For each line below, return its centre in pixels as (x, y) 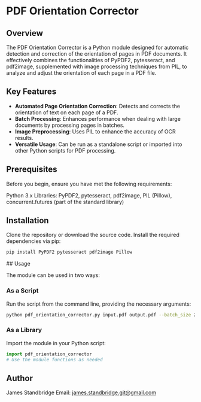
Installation (28, 220)
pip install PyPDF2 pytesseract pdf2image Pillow (69, 252)
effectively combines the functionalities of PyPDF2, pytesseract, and (91, 60)
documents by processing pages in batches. (69, 125)
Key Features (31, 92)
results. (24, 138)
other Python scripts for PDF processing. (65, 150)
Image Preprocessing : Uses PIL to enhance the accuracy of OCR (95, 131)
